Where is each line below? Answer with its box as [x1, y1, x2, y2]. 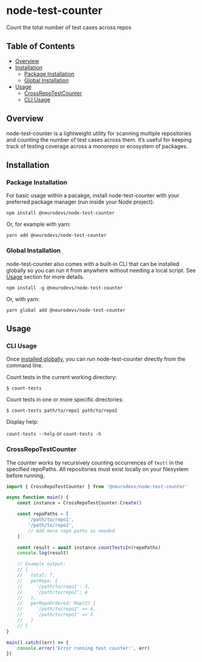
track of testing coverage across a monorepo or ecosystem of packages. [6, 142, 188, 150]
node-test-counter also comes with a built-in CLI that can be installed [6, 260, 180, 267]
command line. [6, 362, 44, 369]
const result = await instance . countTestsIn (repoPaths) [17, 544, 161, 551]
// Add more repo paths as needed [28, 528, 115, 534]
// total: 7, [17, 572, 56, 578]
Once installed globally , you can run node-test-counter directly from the [6, 356, 186, 363]
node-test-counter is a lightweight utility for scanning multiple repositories [6, 130, 192, 137]
